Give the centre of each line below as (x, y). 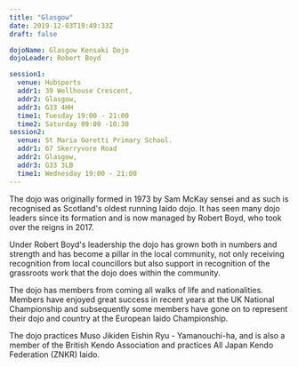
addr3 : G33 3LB (45, 165)
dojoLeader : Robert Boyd (55, 59)
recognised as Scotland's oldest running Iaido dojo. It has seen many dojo (145, 208)
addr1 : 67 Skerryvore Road (67, 149)
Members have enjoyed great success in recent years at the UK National (142, 299)
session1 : (28, 75)
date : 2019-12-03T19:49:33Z (61, 26)
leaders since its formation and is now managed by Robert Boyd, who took (145, 218)
